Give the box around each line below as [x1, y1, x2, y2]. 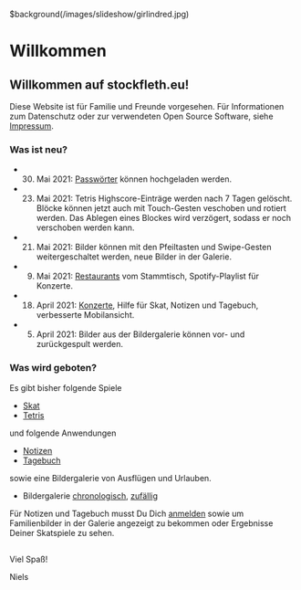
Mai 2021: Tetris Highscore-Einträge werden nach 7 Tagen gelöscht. [36, 193, 293, 205]
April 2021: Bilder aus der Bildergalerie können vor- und [36, 329, 245, 340]
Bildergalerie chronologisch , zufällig [22, 490, 158, 501]
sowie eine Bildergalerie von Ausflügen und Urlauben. [9, 472, 212, 483]
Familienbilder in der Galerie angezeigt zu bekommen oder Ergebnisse [9, 517, 274, 529]
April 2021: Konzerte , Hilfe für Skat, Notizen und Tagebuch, [36, 300, 259, 311]
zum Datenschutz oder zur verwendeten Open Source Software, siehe [9, 111, 274, 121]
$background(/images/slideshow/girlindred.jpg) [9, 9, 190, 19]
